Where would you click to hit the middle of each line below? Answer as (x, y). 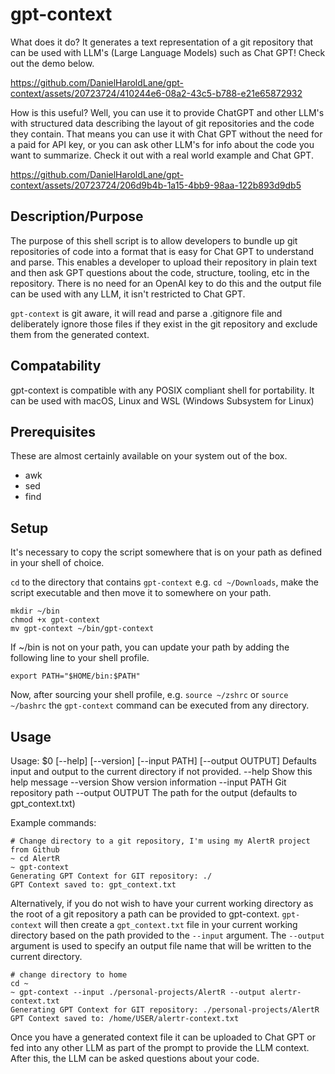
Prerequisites (53, 431)
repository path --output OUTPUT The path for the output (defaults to (154, 792)
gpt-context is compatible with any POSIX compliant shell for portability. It (162, 390)
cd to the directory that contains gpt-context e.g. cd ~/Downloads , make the (164, 582)
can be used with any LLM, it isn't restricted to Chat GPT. (128, 294)
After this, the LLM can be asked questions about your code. (135, 1058)
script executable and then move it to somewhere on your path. (141, 593)
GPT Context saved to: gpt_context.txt (93, 885)
